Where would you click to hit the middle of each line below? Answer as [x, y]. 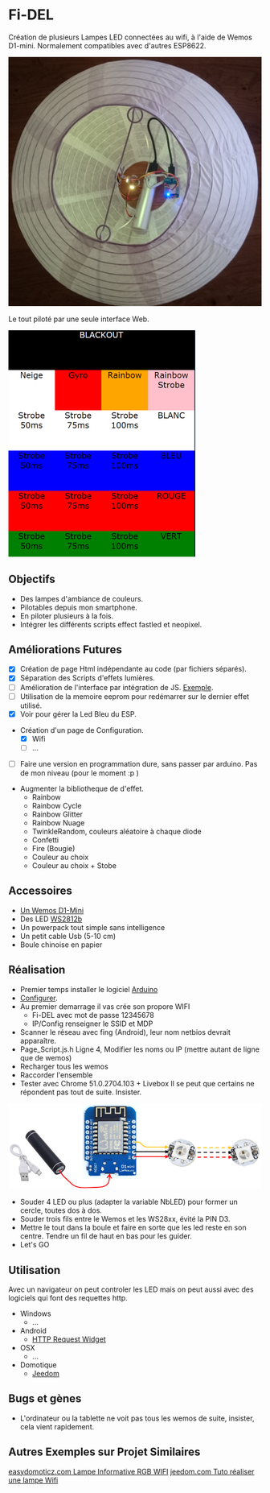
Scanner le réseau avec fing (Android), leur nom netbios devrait [125, 1032]
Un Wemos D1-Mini [52, 910]
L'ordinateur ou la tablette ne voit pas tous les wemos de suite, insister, [137, 1418]
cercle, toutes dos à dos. [61, 1210]
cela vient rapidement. [57, 1426]
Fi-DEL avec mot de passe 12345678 [93, 1015]
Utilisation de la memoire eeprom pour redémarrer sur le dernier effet [135, 696]
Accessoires [40, 891]
